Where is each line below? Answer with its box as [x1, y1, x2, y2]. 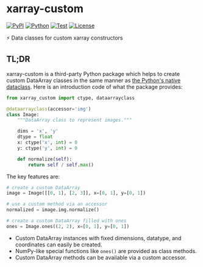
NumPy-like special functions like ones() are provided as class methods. [15, 247, 197, 254]
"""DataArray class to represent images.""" [17, 117, 132, 123]
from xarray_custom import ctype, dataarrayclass [6, 95, 135, 101]
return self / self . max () [28, 162, 94, 168]
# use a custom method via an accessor [6, 201, 108, 207]
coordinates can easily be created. [15, 241, 102, 248]
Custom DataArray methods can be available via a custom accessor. [15, 254, 187, 261]
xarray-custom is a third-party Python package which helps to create [6, 70, 180, 77]
